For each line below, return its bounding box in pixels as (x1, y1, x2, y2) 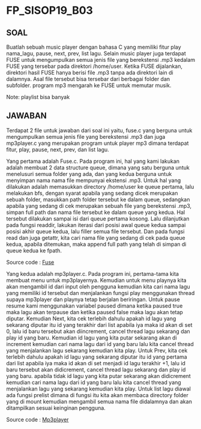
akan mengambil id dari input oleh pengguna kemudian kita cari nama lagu (6, 283, 190, 290)
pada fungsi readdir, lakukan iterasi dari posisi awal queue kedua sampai (6, 221, 186, 228)
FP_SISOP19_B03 (6, 4, 93, 17)
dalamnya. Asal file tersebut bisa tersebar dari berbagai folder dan (6, 76, 170, 82)
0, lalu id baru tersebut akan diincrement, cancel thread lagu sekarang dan (6, 327, 190, 335)
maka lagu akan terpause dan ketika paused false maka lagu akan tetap (6, 308, 183, 315)
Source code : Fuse (6, 258, 55, 266)
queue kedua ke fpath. (6, 247, 62, 254)
